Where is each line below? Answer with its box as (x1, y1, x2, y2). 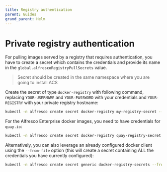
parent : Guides (5, 12, 37, 17)
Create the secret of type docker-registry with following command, (5, 89, 144, 95)
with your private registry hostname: (24, 100, 98, 106)
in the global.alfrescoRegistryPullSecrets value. (5, 65, 107, 71)
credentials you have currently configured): (5, 153, 94, 159)
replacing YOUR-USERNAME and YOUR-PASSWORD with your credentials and (5, 95, 147, 101)
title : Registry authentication (5, 7, 72, 12)
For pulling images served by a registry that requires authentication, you (5, 54, 153, 60)
